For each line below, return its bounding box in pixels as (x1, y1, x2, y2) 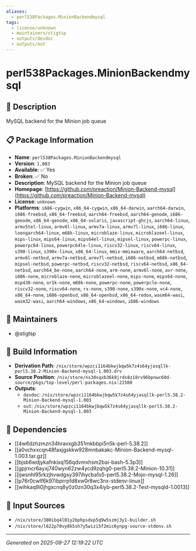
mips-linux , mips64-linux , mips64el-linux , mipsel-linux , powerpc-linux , (14, 235, 188, 242)
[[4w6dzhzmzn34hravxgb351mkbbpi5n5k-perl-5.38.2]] (14, 440, 148, 447)
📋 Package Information (6, 135, 94, 145)
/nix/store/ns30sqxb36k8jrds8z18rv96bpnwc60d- (56, 375, 172, 381)
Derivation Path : (14, 362, 55, 369)
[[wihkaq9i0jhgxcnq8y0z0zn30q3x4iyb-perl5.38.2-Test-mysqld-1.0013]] (14, 484, 190, 491)
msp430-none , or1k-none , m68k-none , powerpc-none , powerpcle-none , (14, 278, 172, 285)
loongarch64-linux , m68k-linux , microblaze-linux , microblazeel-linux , (14, 229, 185, 236)
